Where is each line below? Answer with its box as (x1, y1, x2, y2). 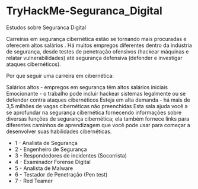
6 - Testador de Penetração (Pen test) (14, 171, 108, 178)
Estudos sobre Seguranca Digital (6, 24, 87, 31)
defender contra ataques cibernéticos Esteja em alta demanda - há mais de (6, 96, 191, 103)
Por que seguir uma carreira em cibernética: (6, 72, 114, 79)
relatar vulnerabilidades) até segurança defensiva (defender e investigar (6, 54, 183, 61)
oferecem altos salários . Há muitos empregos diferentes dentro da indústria (6, 42, 193, 49)
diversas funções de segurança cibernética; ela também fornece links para (6, 115, 190, 122)
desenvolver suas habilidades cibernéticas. (6, 128, 112, 135)
